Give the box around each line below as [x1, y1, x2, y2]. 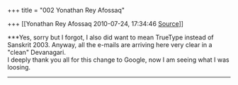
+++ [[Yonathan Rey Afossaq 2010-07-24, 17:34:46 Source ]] [7, 20, 184, 27]
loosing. [7, 63, 30, 71]
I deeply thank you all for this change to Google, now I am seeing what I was [7, 55, 229, 64]
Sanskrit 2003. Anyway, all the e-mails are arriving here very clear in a [7, 41, 212, 48]
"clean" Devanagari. [7, 48, 66, 56]
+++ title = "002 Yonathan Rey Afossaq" [7, 6, 125, 14]
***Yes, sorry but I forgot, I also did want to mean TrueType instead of [7, 33, 214, 41]
